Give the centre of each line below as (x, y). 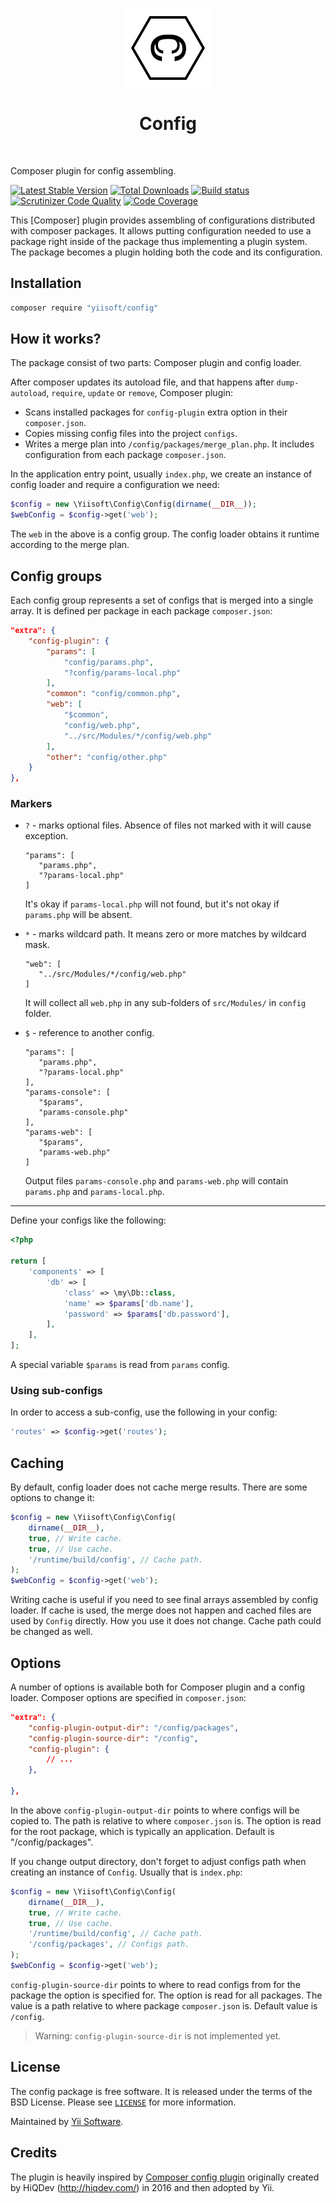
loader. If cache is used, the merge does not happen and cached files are (161, 1610)
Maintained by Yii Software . (67, 2121)
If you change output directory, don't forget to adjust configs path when (158, 1861)
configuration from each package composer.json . (125, 455)
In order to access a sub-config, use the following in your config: (144, 1412)
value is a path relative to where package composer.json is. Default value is (164, 2005)
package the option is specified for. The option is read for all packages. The (166, 1995)
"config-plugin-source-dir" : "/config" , (113, 1738)
